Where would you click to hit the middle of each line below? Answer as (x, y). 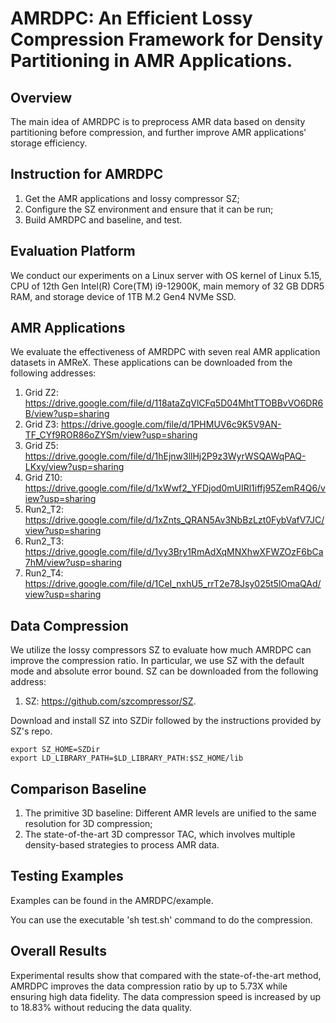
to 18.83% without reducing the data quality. (101, 1007)
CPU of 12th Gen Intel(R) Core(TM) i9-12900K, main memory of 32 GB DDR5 (167, 286)
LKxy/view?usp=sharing (74, 467)
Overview (41, 97)
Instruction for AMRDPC (87, 174)
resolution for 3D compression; (88, 824)
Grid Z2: (41, 393)
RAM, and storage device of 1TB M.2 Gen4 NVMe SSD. (123, 296)
